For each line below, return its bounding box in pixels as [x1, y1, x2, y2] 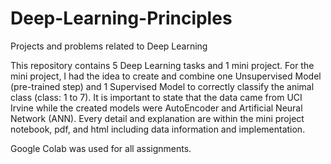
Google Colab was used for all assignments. [10, 142, 192, 154]
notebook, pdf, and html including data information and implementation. [10, 123, 306, 135]
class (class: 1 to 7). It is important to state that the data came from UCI [10, 91, 303, 103]
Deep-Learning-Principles [10, 7, 233, 30]
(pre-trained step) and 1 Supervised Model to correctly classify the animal [10, 80, 315, 92]
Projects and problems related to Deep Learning [10, 40, 208, 52]
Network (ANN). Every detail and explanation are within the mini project [10, 112, 305, 124]
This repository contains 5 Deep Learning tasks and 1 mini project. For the [10, 59, 315, 71]
